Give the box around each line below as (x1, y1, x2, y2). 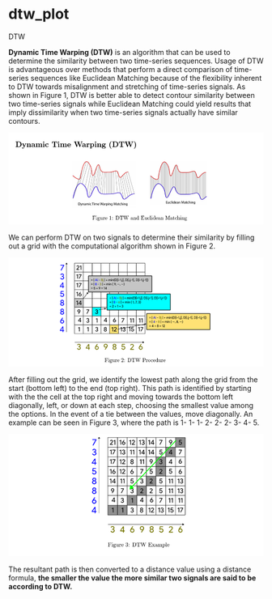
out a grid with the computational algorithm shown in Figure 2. (8, 241, 216, 251)
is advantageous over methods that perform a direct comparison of (8, 64, 233, 74)
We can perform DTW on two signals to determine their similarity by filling (8, 232, 255, 243)
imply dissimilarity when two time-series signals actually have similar (8, 107, 239, 117)
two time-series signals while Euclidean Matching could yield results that (8, 99, 252, 108)
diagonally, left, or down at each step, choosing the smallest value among (8, 401, 253, 410)
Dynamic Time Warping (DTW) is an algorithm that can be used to (8, 47, 231, 57)
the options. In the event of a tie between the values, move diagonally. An (8, 410, 253, 419)
